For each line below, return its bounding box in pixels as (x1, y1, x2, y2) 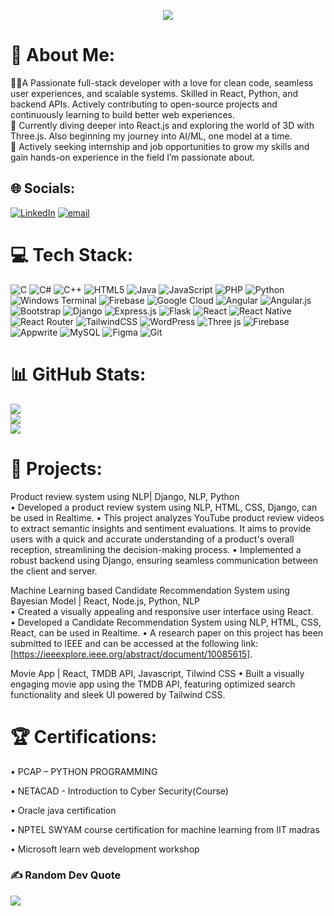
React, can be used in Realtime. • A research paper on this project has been (10, 626, 324, 639)
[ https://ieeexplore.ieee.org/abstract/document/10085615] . (10, 648, 253, 660)
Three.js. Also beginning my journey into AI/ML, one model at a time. (10, 130, 293, 142)
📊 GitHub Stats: (10, 363, 147, 385)
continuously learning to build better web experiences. (10, 108, 235, 120)
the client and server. (10, 565, 98, 577)
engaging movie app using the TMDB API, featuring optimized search (10, 678, 296, 690)
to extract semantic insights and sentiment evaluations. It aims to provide (10, 522, 312, 534)
